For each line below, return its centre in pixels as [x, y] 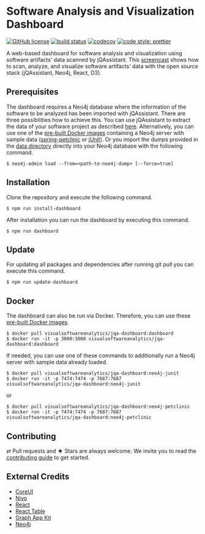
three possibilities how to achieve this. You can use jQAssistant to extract [99, 120]
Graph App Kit [33, 517]
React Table [30, 511]
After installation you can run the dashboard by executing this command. [98, 219]
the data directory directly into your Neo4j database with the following [95, 146]
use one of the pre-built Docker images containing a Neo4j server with [95, 132]
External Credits [38, 477]
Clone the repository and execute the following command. [80, 197]
